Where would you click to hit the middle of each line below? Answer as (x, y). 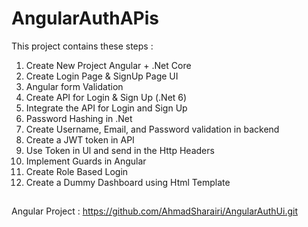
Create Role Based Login (77, 171)
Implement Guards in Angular (86, 161)
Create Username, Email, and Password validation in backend (152, 129)
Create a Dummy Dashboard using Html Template (128, 182)
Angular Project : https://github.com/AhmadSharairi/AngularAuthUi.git (155, 211)
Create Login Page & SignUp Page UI (102, 76)
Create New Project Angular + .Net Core (108, 65)
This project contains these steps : (82, 46)
